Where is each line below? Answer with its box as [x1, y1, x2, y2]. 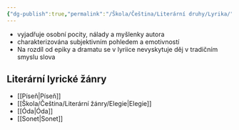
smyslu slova [16, 53, 56, 61]
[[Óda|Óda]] [16, 107, 54, 116]
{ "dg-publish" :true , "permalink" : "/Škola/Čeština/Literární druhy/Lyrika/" [6, 10, 234, 18]
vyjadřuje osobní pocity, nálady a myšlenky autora [16, 30, 165, 38]
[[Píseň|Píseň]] [16, 92, 61, 100]
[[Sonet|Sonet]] [16, 114, 63, 123]
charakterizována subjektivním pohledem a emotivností [16, 37, 180, 46]
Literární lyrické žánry [6, 73, 107, 85]
